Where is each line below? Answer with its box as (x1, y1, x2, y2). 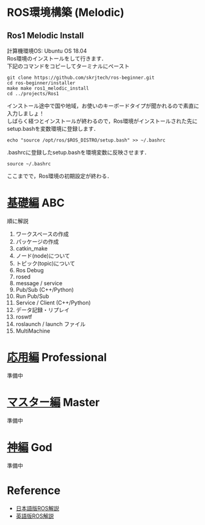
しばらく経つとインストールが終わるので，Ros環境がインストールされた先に (7, 117, 198, 125)
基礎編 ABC (7, 196, 65, 210)
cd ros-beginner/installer (7, 80, 76, 86)
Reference (7, 483, 60, 498)
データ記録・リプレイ (15, 306, 70, 313)
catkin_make (15, 245, 48, 252)
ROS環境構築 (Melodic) (7, 5, 124, 20)
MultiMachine (15, 327, 51, 335)
